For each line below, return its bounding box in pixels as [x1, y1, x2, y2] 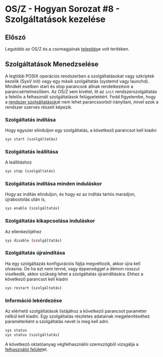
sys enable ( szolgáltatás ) [5, 206, 60, 211]
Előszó [5, 33, 26, 41]
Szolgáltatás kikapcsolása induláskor [5, 218, 95, 225]
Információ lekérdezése [5, 297, 62, 304]
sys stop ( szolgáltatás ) [5, 169, 55, 174]
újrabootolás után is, [5, 196, 46, 203]
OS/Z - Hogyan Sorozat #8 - [5, 3, 120, 15]
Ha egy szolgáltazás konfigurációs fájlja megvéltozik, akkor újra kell [5, 261, 141, 266]
